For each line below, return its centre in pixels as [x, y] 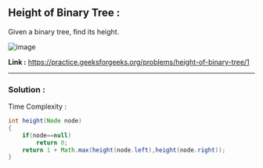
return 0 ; [52, 143]
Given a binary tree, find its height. [64, 31]
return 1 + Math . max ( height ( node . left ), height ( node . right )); [124, 150]
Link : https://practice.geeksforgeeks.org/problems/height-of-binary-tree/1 [129, 62]
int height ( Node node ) [45, 121]
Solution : [27, 89]
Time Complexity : [38, 107]
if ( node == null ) [47, 135]
